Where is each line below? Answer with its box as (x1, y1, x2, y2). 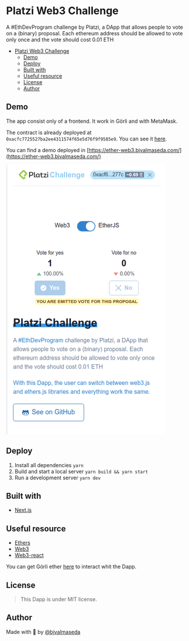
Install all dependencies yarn (14, 461, 84, 468)
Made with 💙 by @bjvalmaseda (6, 628, 81, 635)
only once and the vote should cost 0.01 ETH (6, 36, 114, 43)
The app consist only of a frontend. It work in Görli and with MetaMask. (6, 118, 178, 125)
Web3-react (14, 552, 44, 559)
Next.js (14, 506, 32, 514)
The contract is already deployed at (6, 129, 92, 136)
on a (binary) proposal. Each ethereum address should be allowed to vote (6, 29, 183, 36)
